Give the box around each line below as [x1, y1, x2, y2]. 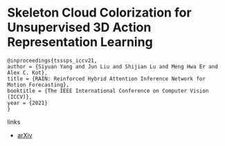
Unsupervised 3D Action [7, 19, 152, 35]
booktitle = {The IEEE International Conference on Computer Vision [7, 87, 209, 94]
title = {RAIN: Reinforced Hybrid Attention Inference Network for [7, 75, 206, 82]
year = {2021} [7, 99, 48, 107]
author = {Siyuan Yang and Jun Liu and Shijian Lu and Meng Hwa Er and [7, 63, 218, 70]
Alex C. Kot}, [7, 69, 48, 76]
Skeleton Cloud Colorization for [7, 5, 192, 21]
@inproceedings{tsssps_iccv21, [7, 57, 98, 64]
